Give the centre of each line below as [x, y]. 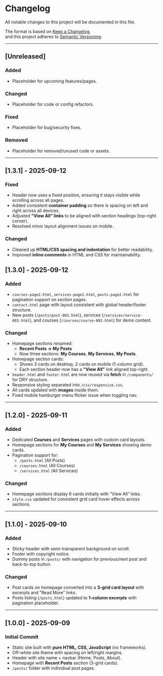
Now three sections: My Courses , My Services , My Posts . [78, 354]
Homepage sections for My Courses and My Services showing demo [82, 445]
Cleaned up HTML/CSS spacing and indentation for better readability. [83, 250]
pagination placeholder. [36, 603]
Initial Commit [22, 637]
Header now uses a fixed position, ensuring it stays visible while [76, 195]
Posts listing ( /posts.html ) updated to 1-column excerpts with [74, 598]
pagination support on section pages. [49, 300]
